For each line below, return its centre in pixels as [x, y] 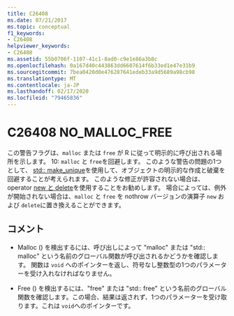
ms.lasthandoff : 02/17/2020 [48, 91]
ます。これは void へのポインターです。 [79, 306]
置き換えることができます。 [86, 205]
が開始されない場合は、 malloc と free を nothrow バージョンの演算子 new [112, 196]
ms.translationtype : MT [42, 78]
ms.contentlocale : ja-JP [43, 85]
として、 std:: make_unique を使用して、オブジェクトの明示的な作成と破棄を [116, 170]
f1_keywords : [26, 33]
